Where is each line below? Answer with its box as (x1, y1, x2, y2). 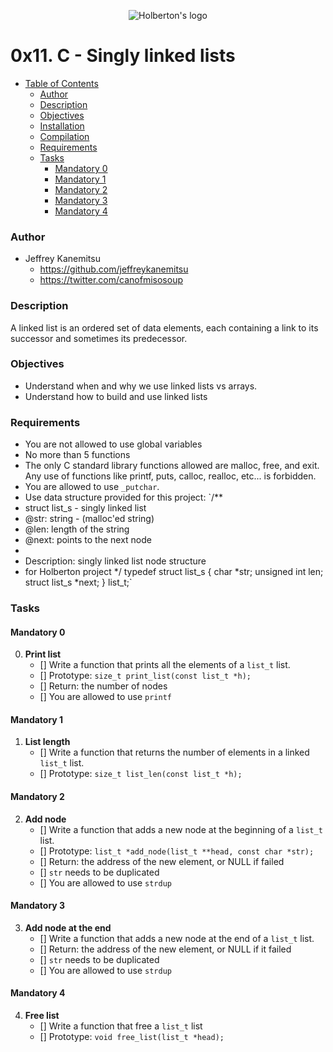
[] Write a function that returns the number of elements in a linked (39, 746, 310, 759)
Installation (39, 120, 85, 132)
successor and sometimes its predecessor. (10, 332, 188, 344)
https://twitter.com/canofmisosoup (39, 274, 183, 286)
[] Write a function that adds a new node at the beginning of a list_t (39, 823, 323, 835)
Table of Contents (24, 77, 99, 89)
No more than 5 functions (24, 449, 131, 461)
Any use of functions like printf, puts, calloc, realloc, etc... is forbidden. (24, 470, 317, 482)
